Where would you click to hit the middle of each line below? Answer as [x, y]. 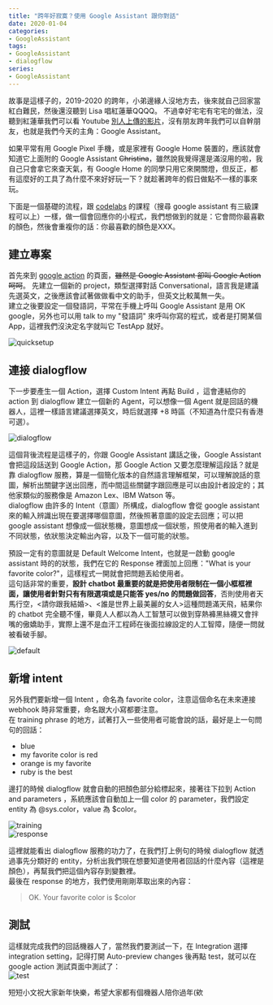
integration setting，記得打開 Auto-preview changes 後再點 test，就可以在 [132, 956]
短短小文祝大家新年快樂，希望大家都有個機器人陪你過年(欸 [106, 992]
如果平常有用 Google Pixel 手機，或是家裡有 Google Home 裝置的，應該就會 [135, 148]
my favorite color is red [59, 755]
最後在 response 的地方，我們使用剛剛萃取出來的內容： [101, 882]
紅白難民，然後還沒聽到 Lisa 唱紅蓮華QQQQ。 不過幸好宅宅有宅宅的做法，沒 [136, 110]
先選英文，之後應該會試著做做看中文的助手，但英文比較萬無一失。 [119, 296]
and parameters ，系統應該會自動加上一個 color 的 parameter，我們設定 [129, 799]
